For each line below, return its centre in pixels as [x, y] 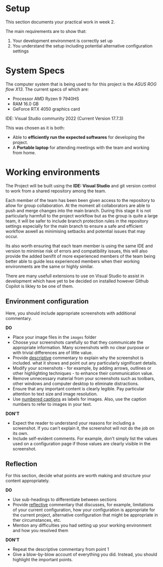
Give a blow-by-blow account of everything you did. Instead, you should [85, 554]
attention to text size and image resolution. [55, 394]
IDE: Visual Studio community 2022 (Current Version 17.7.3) [65, 118]
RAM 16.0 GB [26, 104]
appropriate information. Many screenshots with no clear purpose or [81, 347]
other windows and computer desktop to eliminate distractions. [76, 384]
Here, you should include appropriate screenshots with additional [71, 313]
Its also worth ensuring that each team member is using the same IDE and [79, 246]
